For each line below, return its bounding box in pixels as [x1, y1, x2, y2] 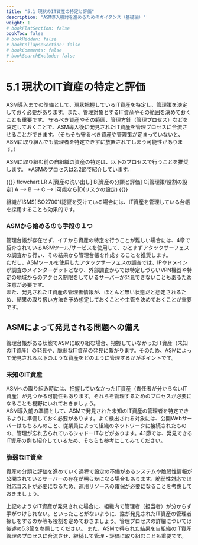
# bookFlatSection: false [6, 25, 70, 31]
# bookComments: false [6, 47, 62, 53]
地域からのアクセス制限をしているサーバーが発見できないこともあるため [16, 274, 192, 281]
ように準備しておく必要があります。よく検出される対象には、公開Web [11, 414, 182, 422]
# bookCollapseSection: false [6, 42, 81, 48]
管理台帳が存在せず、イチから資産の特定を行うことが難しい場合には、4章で [6, 236, 191, 243]
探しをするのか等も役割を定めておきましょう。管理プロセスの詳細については [6, 518, 192, 525]
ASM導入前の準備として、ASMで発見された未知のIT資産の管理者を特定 [6, 407, 179, 414]
